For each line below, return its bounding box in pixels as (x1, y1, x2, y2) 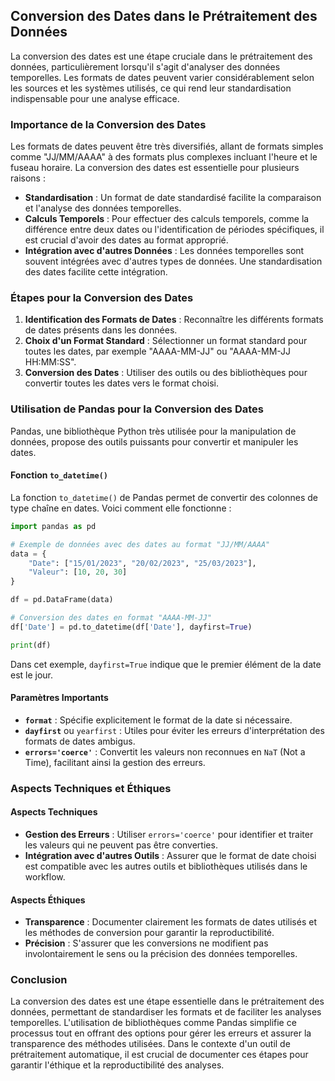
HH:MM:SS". (24, 356, 77, 368)
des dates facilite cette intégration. (24, 266, 168, 278)
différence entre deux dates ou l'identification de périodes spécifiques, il (24, 224, 325, 236)
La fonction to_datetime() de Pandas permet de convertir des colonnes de (10, 491, 318, 503)
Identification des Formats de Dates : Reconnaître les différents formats (24, 314, 324, 326)
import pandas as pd (10, 521, 97, 531)
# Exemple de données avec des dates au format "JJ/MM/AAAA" (10, 539, 271, 549)
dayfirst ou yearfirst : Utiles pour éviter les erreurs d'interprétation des (24, 724, 325, 736)
